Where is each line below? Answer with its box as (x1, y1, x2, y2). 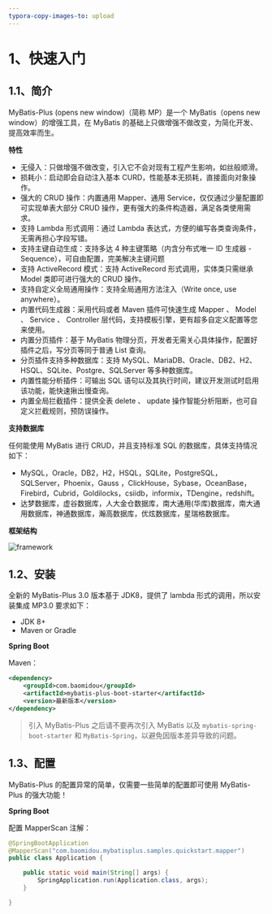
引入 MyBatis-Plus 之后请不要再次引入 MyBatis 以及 (28, 720, 201, 730)
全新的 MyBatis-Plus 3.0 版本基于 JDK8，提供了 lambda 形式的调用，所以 (8, 591, 254, 600)
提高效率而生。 (8, 128, 58, 137)
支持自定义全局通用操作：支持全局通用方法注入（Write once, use (19, 284, 237, 293)
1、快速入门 (8, 50, 87, 67)
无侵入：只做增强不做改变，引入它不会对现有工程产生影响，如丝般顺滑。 (19, 162, 262, 171)
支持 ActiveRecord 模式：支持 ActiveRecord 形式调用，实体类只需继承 (19, 263, 254, 273)
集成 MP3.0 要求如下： (15, 600, 92, 610)
